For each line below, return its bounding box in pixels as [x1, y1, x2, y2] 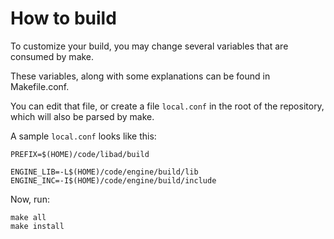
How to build [10, 7, 117, 30]
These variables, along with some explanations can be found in [10, 70, 271, 82]
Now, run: [10, 193, 50, 205]
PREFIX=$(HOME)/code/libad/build [10, 149, 150, 159]
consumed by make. [10, 50, 95, 62]
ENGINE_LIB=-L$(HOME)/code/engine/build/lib [10, 167, 199, 177]
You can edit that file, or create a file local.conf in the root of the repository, [10, 100, 325, 112]
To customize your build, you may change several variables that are [10, 40, 289, 52]
